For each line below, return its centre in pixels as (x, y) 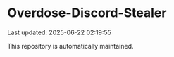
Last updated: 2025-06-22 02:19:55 (59, 32)
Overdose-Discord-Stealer (87, 13)
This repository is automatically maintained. (70, 46)
